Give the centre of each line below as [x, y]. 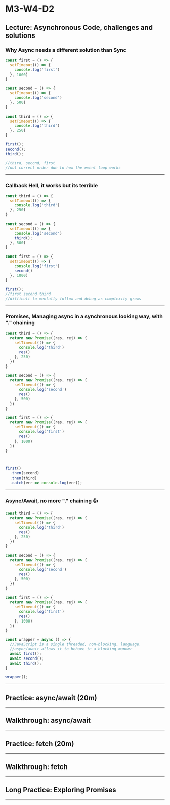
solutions [20, 35]
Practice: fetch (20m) [40, 744]
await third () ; [26, 663]
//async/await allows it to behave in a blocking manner [71, 649]
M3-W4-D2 [30, 9]
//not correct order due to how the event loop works [63, 168]
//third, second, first [30, 163]
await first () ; [26, 654]
